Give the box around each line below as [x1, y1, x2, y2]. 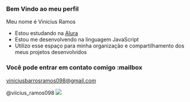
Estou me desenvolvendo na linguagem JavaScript [14, 36, 139, 43]
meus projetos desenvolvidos [14, 49, 87, 56]
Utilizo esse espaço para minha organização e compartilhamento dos [14, 42, 185, 49]
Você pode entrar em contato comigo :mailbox [6, 63, 142, 72]
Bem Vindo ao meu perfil [6, 5, 79, 13]
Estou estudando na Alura [14, 30, 78, 37]
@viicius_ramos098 [6, 89, 55, 96]
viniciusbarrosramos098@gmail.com [6, 76, 96, 84]
